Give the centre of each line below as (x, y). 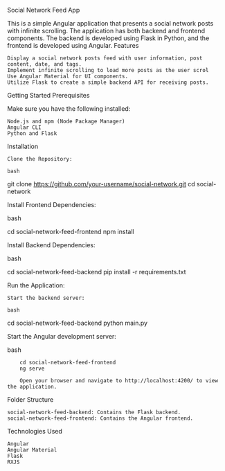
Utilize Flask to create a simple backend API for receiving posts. (108, 82)
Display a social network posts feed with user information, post (105, 58)
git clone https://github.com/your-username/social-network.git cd (101, 184)
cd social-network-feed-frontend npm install (71, 232)
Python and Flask (32, 134)
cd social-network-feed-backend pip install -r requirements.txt (97, 272)
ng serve (32, 368)
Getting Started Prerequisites (48, 95)
